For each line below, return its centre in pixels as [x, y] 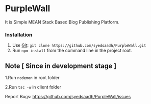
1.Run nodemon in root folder [32, 78]
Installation [19, 35]
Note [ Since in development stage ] [61, 66]
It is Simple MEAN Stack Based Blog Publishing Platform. [62, 22]
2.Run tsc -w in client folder [33, 87]
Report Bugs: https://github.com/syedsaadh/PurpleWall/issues [68, 97]
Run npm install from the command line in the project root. [72, 51]
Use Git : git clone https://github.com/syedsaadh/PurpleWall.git [79, 45]
